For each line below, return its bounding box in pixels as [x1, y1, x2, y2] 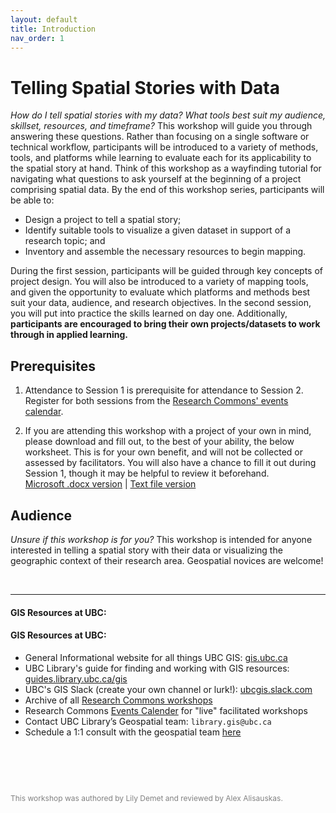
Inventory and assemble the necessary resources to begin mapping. [24, 246, 307, 258]
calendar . [24, 406, 64, 418]
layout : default [10, 14, 78, 25]
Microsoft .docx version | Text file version [24, 478, 197, 490]
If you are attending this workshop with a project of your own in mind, [24, 425, 312, 437]
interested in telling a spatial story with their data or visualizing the [10, 544, 283, 556]
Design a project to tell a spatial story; [24, 214, 182, 226]
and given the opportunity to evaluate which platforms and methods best [10, 286, 311, 298]
